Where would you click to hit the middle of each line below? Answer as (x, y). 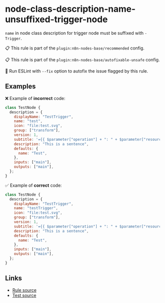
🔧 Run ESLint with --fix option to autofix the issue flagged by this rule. (77, 71)
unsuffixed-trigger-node (56, 19)
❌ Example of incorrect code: (35, 98)
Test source (24, 295)
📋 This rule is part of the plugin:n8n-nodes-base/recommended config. (75, 48)
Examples (20, 87)
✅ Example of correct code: (34, 185)
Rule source (24, 290)
